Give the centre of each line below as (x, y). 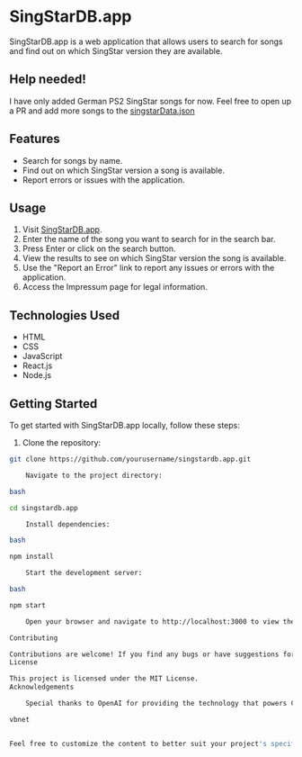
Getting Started (53, 404)
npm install (31, 557)
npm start (28, 605)
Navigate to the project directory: (94, 475)
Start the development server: (84, 573)
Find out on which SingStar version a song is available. (123, 170)
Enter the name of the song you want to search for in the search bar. (149, 239)
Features (35, 139)
